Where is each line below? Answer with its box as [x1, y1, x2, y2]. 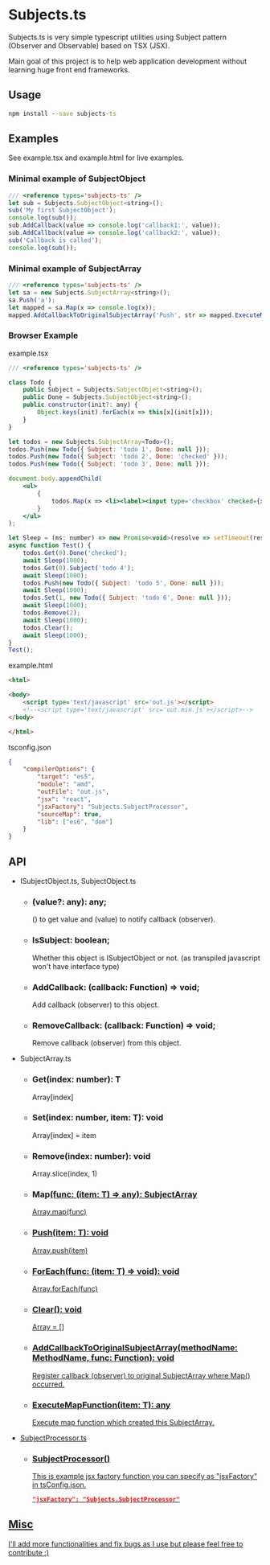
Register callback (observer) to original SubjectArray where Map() [31, 1370, 251, 1380]
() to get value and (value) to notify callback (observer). [31, 914, 215, 924]
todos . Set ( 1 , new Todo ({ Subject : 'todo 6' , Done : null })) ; [22, 594, 232, 602]
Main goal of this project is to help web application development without [8, 56, 247, 66]
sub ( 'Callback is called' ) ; [8, 236, 103, 244]
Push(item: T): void [31, 1227, 108, 1238]
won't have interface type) [31, 961, 120, 971]
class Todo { [8, 378, 52, 387]
